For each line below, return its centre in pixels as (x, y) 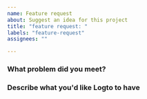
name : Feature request (40, 13)
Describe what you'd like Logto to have (73, 87)
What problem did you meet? (57, 69)
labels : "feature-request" (46, 33)
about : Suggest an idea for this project (68, 20)
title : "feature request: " (48, 26)
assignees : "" (28, 39)
